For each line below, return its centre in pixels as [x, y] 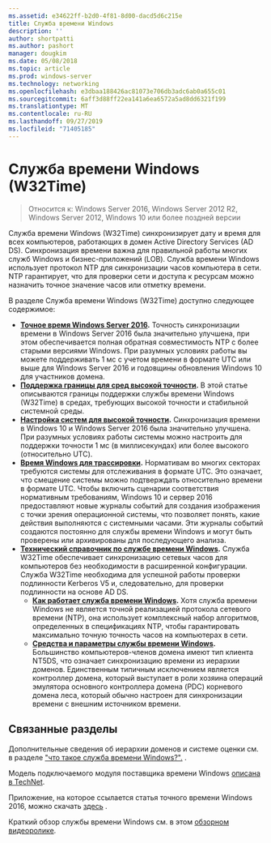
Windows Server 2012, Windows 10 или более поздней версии [134, 217]
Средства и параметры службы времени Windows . [124, 643]
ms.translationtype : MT [49, 106]
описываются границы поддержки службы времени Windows [127, 393]
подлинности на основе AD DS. [74, 592]
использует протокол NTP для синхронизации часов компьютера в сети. [135, 267]
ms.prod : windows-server [50, 76]
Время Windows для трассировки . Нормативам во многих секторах [140, 462]
